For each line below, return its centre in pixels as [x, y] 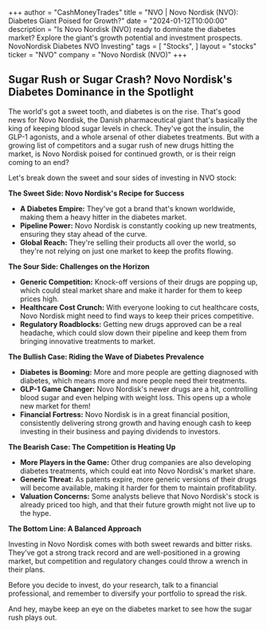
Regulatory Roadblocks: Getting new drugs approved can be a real [130, 324]
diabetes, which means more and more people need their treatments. [133, 380]
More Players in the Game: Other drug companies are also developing [135, 462]
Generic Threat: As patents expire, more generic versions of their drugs [138, 479]
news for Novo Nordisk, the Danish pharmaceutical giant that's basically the [133, 120]
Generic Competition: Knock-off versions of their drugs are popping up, [139, 282]
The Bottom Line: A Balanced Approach [75, 528]
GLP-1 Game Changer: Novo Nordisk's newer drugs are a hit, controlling [139, 389]
